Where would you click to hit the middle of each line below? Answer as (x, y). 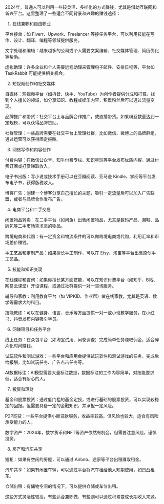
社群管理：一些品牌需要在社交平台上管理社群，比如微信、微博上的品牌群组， (82, 133)
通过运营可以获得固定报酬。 (33, 139)
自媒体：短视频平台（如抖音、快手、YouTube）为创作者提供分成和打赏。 (78, 94)
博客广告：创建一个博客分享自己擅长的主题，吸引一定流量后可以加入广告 (78, 193)
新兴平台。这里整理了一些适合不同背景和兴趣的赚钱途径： (63, 13)
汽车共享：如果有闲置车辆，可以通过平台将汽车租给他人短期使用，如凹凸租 (80, 470)
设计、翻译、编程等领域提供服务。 (48, 40)
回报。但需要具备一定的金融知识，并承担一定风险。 (65, 405)
